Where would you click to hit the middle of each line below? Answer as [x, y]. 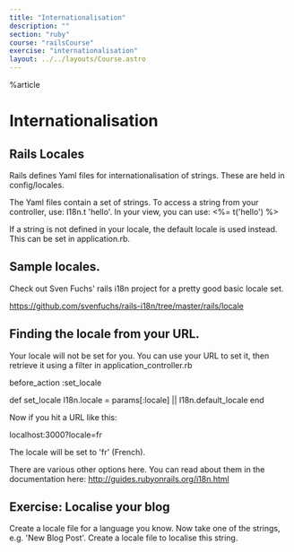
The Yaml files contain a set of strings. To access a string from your [134, 202]
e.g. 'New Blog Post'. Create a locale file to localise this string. [124, 538]
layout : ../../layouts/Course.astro [78, 59]
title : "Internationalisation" [68, 17]
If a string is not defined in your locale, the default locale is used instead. [143, 229]
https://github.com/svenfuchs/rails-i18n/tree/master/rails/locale [126, 306]
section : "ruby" [39, 34]
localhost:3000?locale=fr [56, 435]
